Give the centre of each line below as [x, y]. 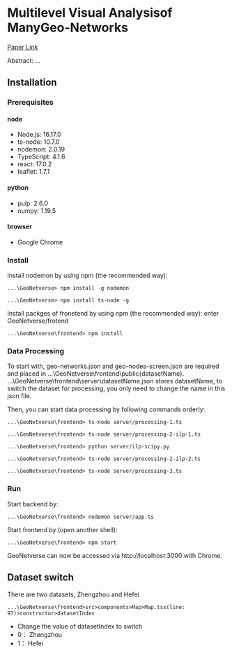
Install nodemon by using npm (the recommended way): [87, 276]
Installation [32, 83]
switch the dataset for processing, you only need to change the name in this [116, 388]
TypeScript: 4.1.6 [41, 157]
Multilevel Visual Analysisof [90, 13]
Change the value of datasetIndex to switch [80, 626]
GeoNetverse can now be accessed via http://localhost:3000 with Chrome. [115, 555]
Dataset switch [41, 578]
